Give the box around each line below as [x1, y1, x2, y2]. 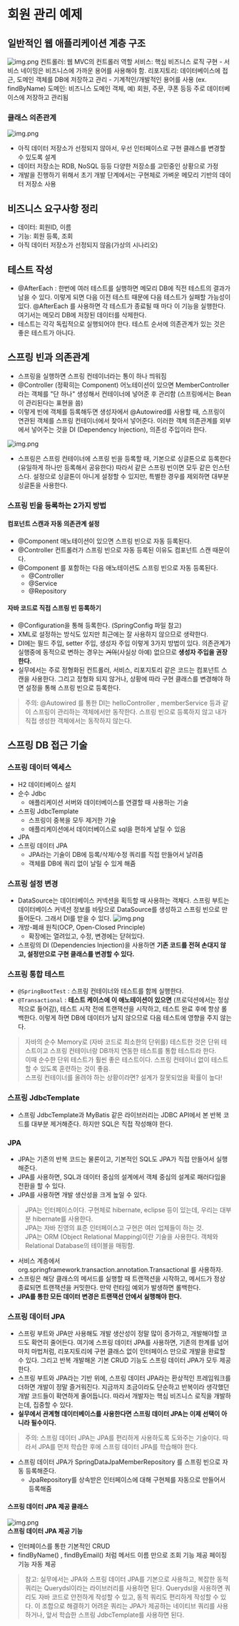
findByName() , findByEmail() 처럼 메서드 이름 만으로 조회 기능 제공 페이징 [17, 1551, 227, 1560]
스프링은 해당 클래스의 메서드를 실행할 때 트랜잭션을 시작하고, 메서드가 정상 [17, 1274, 226, 1283]
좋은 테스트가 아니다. [17, 328, 76, 337]
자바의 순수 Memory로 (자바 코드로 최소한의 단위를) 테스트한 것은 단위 [24, 1037, 220, 1046]
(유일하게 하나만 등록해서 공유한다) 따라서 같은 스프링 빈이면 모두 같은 [17, 463, 211, 472]
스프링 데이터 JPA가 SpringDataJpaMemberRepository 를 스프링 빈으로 [17, 1458, 221, 1466]
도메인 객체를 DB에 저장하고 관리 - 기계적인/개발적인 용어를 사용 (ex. [16, 76, 207, 83]
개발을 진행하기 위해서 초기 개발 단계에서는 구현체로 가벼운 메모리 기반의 [17, 171, 218, 179]
